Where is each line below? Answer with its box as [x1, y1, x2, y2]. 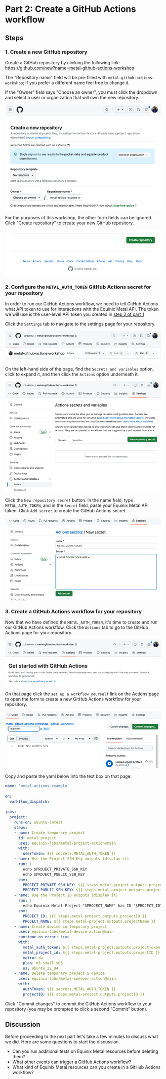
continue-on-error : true [18, 935, 70, 940]
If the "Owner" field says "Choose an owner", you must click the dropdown [5, 89, 158, 95]
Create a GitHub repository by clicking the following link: [5, 59, 120, 65]
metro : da [23, 955, 43, 960]
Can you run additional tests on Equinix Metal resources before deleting [12, 1048, 159, 1054]
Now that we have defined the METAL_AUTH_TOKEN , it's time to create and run [5, 619, 158, 625]
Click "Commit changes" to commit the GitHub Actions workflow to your [5, 1000, 152, 1006]
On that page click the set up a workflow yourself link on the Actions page [5, 691, 160, 697]
